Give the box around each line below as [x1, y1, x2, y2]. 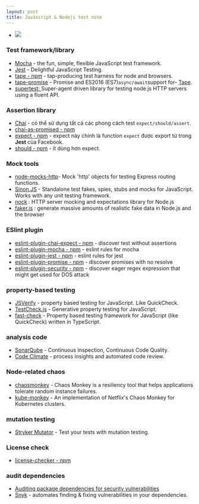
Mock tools [6, 160, 39, 168]
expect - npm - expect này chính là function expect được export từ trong [14, 132, 192, 140]
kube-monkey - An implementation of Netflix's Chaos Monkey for [14, 393, 175, 401]
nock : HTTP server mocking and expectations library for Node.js [14, 199, 174, 206]
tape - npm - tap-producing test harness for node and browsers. [14, 72, 173, 79]
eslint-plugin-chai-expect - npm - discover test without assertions [14, 239, 177, 247]
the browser [14, 211, 45, 218]
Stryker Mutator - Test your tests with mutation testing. [14, 429, 150, 436]
